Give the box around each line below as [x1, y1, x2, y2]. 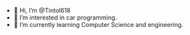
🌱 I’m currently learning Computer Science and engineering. [13, 21, 184, 28]
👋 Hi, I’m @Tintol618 [13, 7, 71, 14]
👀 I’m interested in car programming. [13, 13, 117, 22]
